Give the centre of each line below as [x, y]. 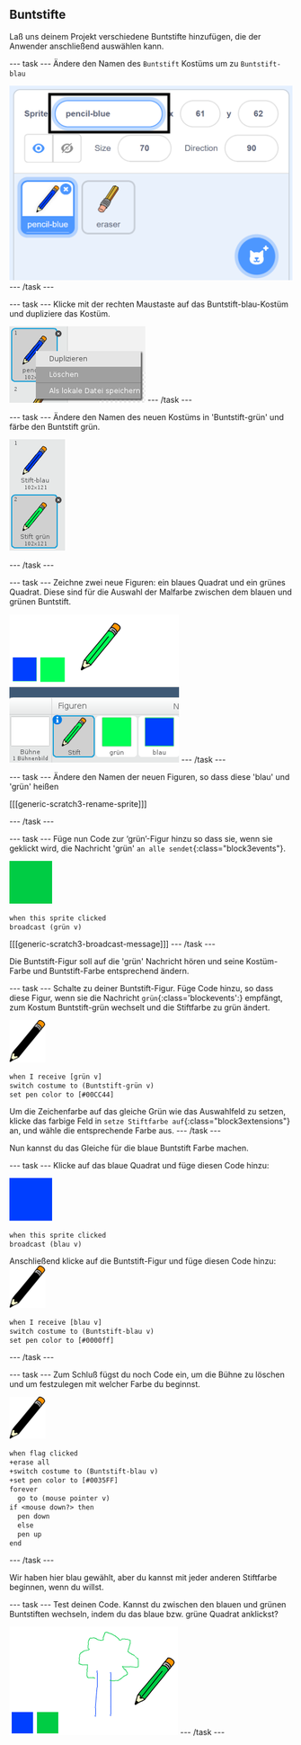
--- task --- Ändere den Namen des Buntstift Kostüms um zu [124, 63]
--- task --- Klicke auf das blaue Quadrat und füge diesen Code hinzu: [139, 1165]
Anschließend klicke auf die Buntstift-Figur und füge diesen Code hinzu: [143, 1261]
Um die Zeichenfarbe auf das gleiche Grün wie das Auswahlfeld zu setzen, [147, 1111]
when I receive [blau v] [56, 1322]
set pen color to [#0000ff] [62, 1340]
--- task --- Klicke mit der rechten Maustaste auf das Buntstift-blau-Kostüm [149, 304]
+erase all [30, 1462]
